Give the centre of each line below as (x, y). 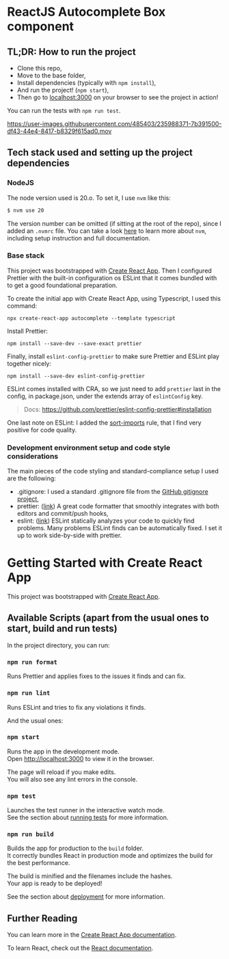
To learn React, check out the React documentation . (80, 948)
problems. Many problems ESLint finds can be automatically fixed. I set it (119, 528)
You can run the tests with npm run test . (64, 111)
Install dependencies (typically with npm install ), (86, 83)
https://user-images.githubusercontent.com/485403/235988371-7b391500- (114, 124)
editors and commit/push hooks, (63, 514)
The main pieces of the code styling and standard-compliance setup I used (113, 471)
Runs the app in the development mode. (63, 751)
